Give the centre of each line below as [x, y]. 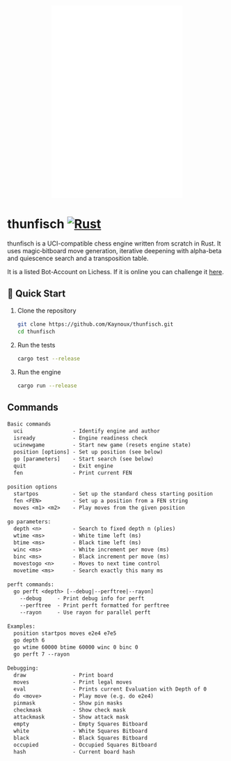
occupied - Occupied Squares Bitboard [85, 745]
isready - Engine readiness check [81, 438]
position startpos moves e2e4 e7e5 [65, 633]
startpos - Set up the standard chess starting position [113, 494]
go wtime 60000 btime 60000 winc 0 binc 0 [76, 647]
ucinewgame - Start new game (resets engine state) [102, 445]
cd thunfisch [36, 331]
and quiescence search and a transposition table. [78, 258]
